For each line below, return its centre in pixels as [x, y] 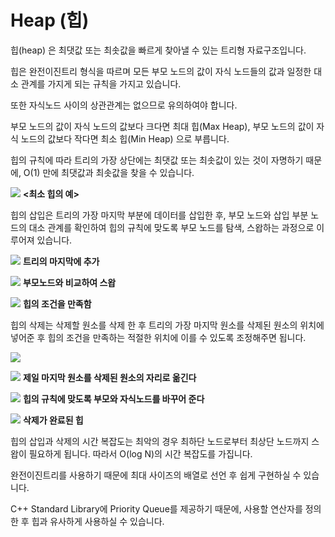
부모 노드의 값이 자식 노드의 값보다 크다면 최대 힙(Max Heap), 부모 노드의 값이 [162, 126]
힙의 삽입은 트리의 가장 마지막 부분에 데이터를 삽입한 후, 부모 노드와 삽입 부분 [159, 215]
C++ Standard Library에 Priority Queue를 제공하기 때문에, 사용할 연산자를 [156, 508]
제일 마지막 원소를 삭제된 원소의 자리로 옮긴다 [109, 377]
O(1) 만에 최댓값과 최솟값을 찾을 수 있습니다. [109, 172]
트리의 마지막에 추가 [61, 261]
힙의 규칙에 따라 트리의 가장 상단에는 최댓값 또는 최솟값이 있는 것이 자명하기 [157, 160]
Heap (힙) [50, 20]
